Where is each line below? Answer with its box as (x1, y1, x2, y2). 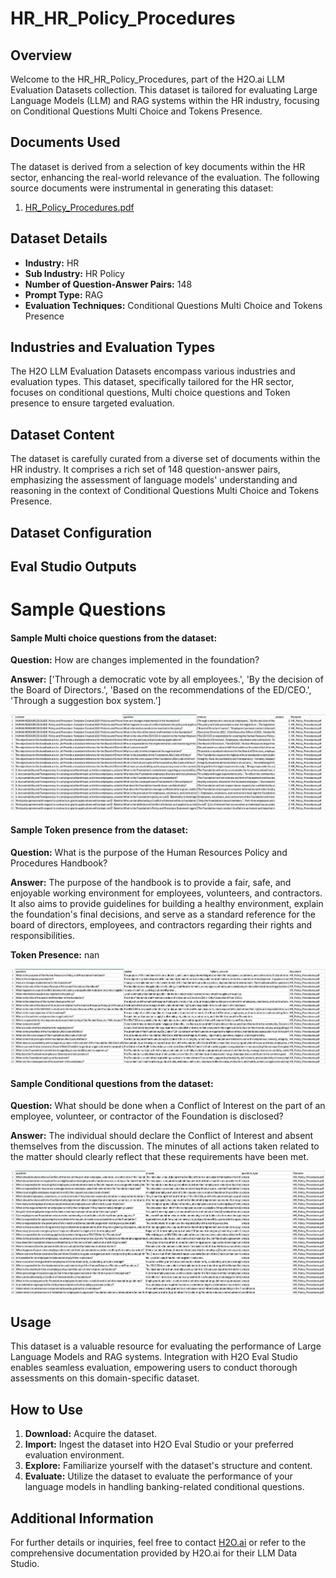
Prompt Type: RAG (24, 288, 104, 301)
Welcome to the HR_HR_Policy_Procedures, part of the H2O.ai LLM (10, 73, 285, 85)
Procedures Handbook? (10, 857, 108, 869)
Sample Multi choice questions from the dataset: (10, 632, 218, 644)
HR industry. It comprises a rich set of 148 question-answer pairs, (10, 463, 281, 476)
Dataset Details (10, 230, 108, 247)
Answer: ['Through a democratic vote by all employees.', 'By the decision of (10, 673, 324, 686)
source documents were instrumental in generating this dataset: (10, 182, 274, 194)
